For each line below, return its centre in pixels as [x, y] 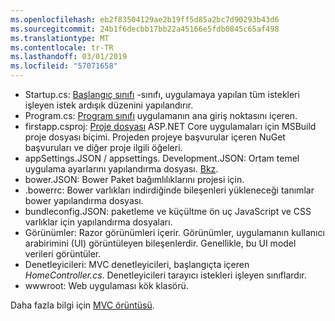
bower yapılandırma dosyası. [84, 200]
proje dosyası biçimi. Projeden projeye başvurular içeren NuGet [155, 137]
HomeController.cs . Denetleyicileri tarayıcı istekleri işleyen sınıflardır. [165, 275]
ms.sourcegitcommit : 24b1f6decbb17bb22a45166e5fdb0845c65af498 [145, 29]
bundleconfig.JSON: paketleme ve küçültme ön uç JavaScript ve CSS [168, 211]
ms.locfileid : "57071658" [64, 66]
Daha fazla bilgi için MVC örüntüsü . [82, 305]
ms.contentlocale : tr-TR [62, 47]
